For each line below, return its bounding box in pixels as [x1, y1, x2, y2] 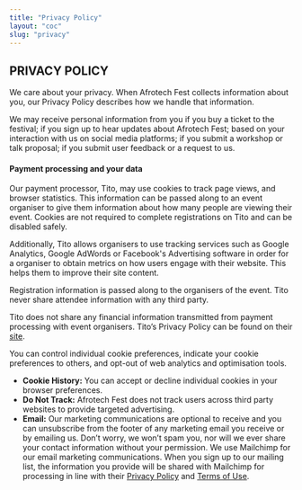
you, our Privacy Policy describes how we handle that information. [9, 96, 254, 108]
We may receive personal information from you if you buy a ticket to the [9, 114, 275, 125]
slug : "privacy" [9, 30, 70, 39]
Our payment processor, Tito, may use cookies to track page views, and [9, 183, 276, 194]
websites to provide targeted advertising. [22, 404, 175, 414]
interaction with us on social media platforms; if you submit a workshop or [9, 133, 283, 144]
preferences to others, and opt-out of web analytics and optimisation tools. [9, 358, 288, 369]
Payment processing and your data [9, 163, 143, 174]
